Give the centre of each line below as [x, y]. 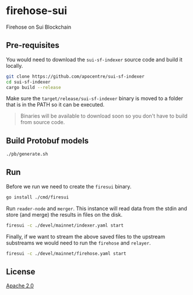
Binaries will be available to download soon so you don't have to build [104, 116]
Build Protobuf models [48, 141]
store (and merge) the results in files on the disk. [64, 214]
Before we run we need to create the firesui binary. [69, 186]
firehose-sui [37, 11]
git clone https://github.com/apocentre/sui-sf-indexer [75, 76]
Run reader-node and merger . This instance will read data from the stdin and [97, 208]
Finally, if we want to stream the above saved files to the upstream [85, 236]
